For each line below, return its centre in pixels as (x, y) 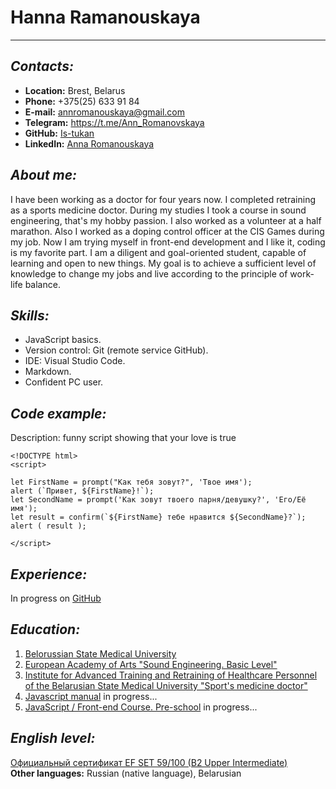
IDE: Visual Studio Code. (75, 361)
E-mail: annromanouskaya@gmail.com (104, 112)
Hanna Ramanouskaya (105, 17)
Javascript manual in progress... (91, 696)
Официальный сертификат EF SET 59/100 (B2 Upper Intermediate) (149, 762)
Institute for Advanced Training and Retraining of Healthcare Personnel (171, 675)
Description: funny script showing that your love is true (123, 438)
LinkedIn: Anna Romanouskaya (89, 143)
